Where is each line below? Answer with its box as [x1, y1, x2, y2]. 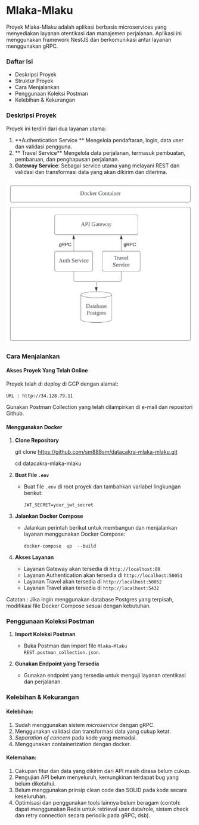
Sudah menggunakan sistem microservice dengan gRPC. [14, 721, 155, 728]
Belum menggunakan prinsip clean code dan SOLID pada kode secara [14, 786, 187, 793]
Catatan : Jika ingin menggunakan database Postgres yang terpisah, [6, 596, 174, 603]
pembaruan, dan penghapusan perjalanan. [14, 155, 119, 163]
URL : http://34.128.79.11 [6, 393, 73, 399]
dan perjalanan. [23, 678, 63, 685]
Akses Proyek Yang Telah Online [6, 367, 88, 374]
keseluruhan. [14, 793, 47, 800]
